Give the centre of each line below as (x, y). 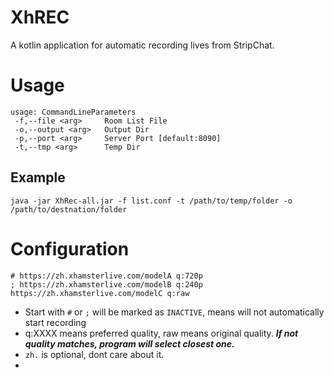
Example (38, 177)
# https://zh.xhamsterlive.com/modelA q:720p (106, 276)
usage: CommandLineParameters (73, 112)
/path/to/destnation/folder (69, 209)
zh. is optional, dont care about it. (94, 354)
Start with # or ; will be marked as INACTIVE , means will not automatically (174, 312)
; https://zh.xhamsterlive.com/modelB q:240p (106, 284)
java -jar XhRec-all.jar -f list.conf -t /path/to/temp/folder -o (151, 201)
